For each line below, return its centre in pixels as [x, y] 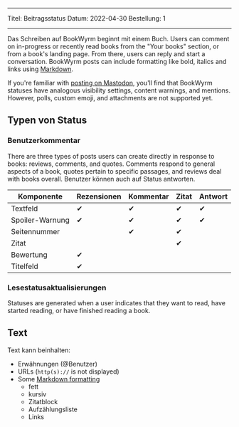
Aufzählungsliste [53, 409]
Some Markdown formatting [59, 379]
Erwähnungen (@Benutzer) [58, 364]
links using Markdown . [40, 69]
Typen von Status [47, 121]
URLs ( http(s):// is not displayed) [68, 371]
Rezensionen [99, 196]
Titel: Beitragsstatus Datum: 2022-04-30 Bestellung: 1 [86, 18]
